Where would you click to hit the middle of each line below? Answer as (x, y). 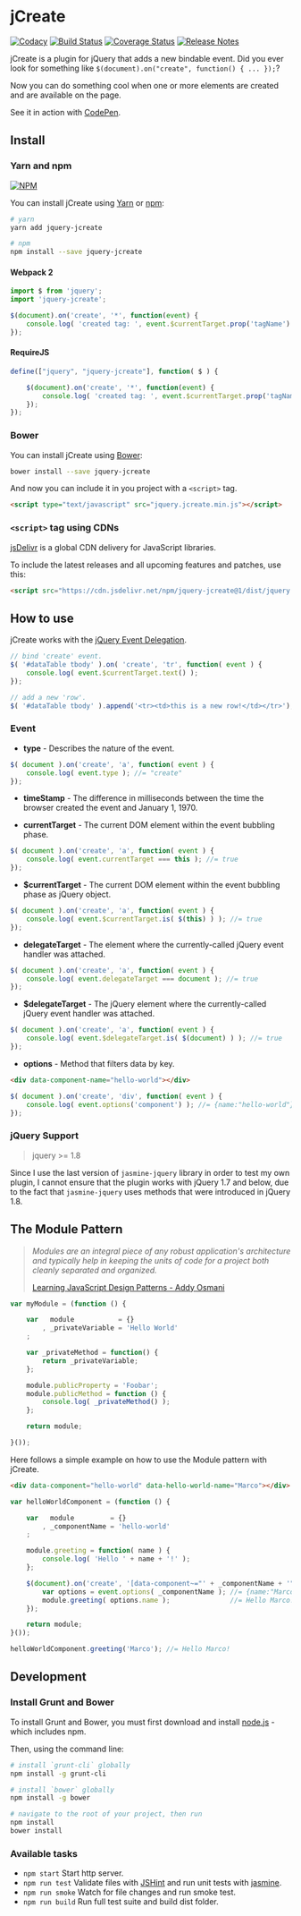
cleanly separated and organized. (94, 1270)
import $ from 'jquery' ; (56, 291)
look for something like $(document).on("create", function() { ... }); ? (145, 68)
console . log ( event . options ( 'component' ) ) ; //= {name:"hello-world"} (160, 1104)
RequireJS (30, 353)
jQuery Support (45, 1136)
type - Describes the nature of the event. (99, 748)
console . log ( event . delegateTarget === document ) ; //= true (142, 979)
